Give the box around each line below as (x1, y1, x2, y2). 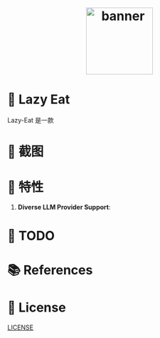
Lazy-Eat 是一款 (7, 116, 55, 125)
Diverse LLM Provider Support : (17, 203, 111, 212)
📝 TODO (7, 228, 55, 244)
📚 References (7, 262, 93, 278)
